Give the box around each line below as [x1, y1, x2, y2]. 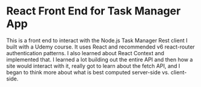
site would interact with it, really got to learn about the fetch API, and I [6, 62, 180, 70]
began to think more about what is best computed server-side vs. [6, 68, 170, 76]
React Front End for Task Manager [6, 4, 181, 18]
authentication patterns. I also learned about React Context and [6, 49, 165, 56]
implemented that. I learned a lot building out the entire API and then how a [6, 56, 193, 63]
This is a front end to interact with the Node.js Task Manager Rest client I [6, 37, 188, 44]
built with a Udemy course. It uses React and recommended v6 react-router [6, 43, 195, 50]
